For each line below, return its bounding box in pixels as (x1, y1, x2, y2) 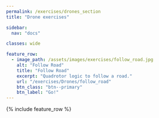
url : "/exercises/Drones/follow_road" (16, 79, 111, 85)
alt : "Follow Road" (16, 62, 65, 68)
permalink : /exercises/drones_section (6, 8, 101, 15)
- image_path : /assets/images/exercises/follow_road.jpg (11, 57, 154, 63)
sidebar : (6, 25, 28, 31)
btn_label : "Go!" (16, 89, 59, 96)
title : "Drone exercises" (6, 14, 69, 20)
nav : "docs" (11, 30, 41, 36)
